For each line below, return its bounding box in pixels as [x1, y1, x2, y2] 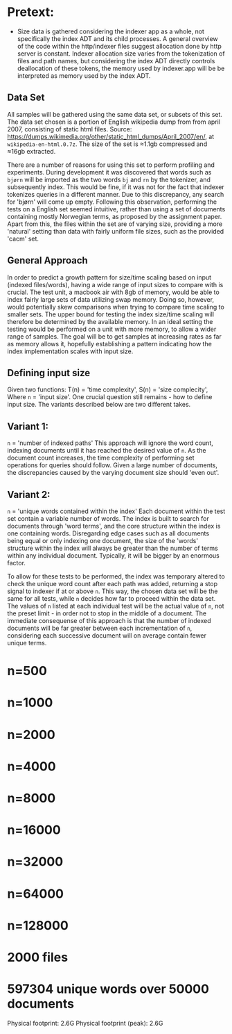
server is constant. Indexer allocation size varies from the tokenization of [17, 49, 225, 58]
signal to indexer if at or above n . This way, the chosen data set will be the [7, 587, 218, 595]
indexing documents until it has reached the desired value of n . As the [7, 446, 206, 455]
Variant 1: [7, 420, 48, 432]
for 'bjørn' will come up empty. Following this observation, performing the [7, 197, 217, 206]
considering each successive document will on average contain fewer [7, 631, 206, 640]
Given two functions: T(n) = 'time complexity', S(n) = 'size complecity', [7, 385, 208, 394]
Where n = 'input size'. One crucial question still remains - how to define [7, 393, 213, 401]
